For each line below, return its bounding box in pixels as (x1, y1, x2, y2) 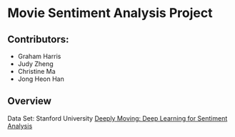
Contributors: (7, 33, 69, 45)
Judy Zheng (17, 60, 54, 68)
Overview (7, 95, 52, 107)
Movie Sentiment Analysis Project (7, 5, 213, 21)
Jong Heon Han (17, 75, 64, 83)
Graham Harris (17, 52, 61, 60)
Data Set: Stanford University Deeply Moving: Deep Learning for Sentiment (7, 114, 228, 122)
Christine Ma (17, 67, 56, 75)
